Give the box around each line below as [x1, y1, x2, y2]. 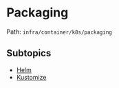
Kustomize [16, 73, 47, 81]
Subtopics [6, 47, 52, 59]
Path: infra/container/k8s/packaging [6, 27, 113, 36]
